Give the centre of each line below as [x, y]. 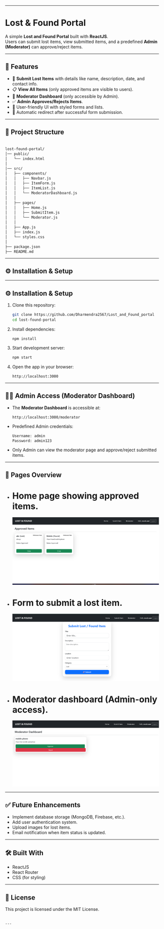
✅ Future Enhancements [43, 805]
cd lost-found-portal [34, 320]
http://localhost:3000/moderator [46, 417]
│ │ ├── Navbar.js [28, 178]
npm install [24, 339]
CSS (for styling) [29, 878]
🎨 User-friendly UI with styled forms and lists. [58, 107]
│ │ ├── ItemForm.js [30, 183]
